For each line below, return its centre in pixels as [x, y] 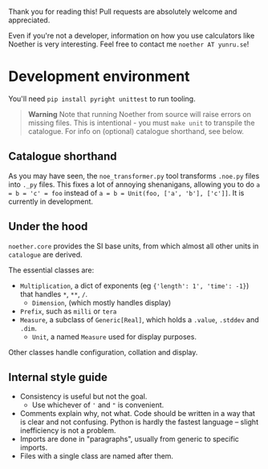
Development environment [99, 77]
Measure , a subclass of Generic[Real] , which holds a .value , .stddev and [139, 319]
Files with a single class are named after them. [97, 456]
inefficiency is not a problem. [68, 431]
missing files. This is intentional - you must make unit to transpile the [141, 123]
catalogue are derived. [45, 254]
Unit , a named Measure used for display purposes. [114, 337]
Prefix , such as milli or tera [68, 311]
